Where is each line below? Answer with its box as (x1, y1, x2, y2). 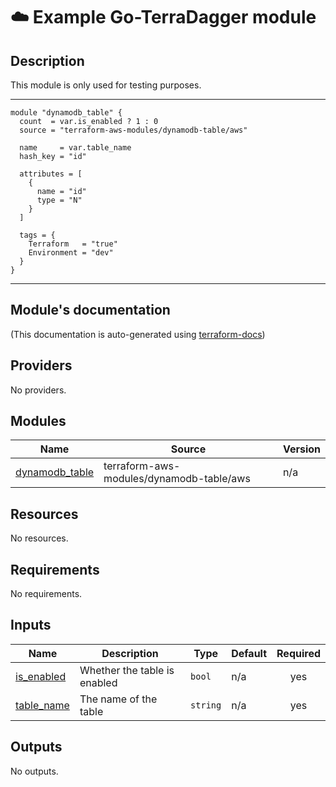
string (190, 699, 222, 711)
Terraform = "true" (28, 239, 118, 249)
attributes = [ (19, 169, 83, 179)
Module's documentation (10, 302, 171, 319)
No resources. (10, 532, 69, 544)
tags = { (19, 230, 56, 240)
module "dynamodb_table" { (10, 108, 123, 118)
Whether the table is (79, 663, 175, 677)
